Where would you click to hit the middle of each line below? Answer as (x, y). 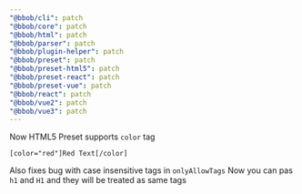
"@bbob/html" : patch (49, 35)
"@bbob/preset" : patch (52, 60)
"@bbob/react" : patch (50, 94)
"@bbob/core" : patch (49, 26)
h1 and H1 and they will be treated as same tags (98, 180)
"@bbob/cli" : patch (46, 18)
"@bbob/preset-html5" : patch (65, 69)
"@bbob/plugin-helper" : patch (67, 52)
